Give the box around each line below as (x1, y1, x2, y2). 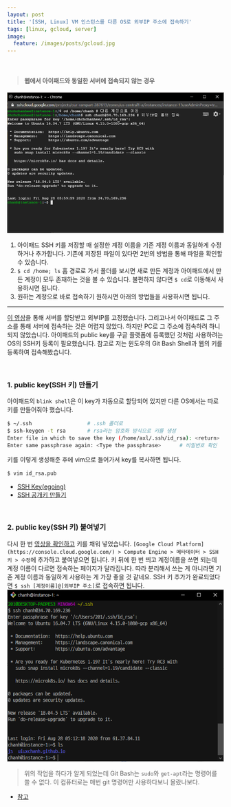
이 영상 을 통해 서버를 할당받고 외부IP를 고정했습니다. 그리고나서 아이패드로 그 (7, 313, 213, 321)
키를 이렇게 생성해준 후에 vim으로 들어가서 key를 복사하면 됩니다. (7, 455, 181, 464)
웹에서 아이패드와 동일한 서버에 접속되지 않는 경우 (23, 76, 155, 85)
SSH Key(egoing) (16, 482, 67, 491)
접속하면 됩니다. (102, 581, 145, 590)
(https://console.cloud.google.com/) (7, 548, 115, 555)
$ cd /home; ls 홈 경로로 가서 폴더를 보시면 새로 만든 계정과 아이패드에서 (16, 266, 214, 275)
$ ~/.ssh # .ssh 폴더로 (7, 420, 124, 427)
